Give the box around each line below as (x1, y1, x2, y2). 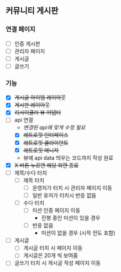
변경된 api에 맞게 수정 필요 (23, 124, 86, 131)
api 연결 (14, 116, 34, 124)
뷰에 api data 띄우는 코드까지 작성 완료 (23, 154, 114, 161)
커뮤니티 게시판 (5, 5, 59, 16)
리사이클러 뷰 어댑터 (14, 109, 61, 116)
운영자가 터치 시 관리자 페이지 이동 (32, 184, 113, 191)
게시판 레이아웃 (14, 101, 50, 109)
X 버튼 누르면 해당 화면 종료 (14, 162, 79, 169)
